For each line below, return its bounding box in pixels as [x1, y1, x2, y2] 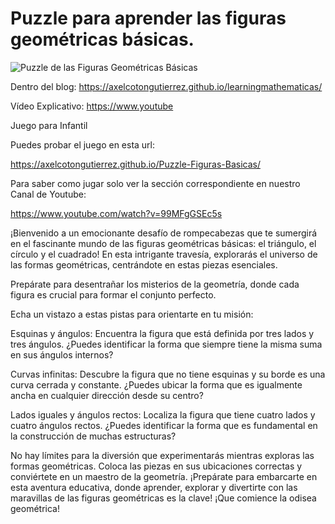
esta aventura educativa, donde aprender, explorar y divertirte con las [10, 481, 298, 493]
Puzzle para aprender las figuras [10, 7, 287, 30]
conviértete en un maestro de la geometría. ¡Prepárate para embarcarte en [10, 470, 318, 482]
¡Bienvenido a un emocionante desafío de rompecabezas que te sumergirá [10, 227, 318, 239]
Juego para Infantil [10, 119, 88, 131]
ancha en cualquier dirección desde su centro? [10, 389, 204, 401]
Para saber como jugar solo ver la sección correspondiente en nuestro [10, 177, 301, 189]
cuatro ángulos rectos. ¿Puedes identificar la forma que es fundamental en [10, 419, 318, 431]
